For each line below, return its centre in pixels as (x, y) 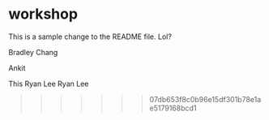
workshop (43, 14)
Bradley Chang (33, 52)
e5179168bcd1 (173, 108)
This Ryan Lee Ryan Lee (49, 84)
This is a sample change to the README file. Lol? (90, 36)
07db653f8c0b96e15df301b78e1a (205, 99)
